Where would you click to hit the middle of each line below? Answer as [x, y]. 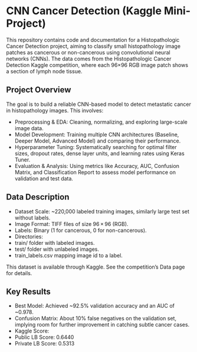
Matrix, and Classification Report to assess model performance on [95, 172]
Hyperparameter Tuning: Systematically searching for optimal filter [96, 147]
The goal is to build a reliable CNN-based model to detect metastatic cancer [99, 104]
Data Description [38, 197]
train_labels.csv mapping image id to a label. [68, 255]
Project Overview [39, 90]
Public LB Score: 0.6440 [44, 337]
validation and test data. [44, 178]
